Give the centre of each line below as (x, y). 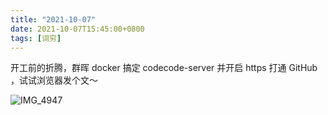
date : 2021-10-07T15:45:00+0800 (77, 29)
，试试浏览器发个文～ (54, 80)
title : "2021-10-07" (53, 19)
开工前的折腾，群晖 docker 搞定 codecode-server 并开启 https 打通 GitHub (164, 68)
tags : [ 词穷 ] (36, 38)
